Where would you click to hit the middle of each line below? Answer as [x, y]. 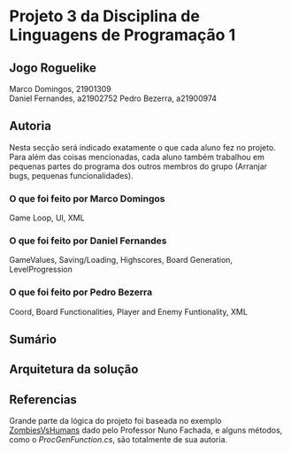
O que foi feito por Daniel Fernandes [88, 241]
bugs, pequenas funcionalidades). [72, 175]
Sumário [33, 339]
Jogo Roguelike [53, 68]
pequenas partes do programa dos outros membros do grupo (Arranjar [138, 166]
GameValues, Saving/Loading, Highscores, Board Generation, [121, 260]
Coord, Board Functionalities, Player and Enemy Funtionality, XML [128, 311]
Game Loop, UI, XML [47, 218]
